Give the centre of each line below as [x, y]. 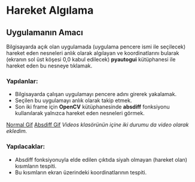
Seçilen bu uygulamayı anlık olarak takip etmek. [73, 101]
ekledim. [17, 131]
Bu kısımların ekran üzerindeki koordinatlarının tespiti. [81, 172]
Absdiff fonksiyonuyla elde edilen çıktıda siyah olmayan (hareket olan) [101, 159]
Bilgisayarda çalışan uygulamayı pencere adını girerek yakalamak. [96, 94]
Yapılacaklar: [26, 147]
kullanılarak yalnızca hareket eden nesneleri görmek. [80, 113]
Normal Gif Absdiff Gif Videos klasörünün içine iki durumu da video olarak [97, 125]
